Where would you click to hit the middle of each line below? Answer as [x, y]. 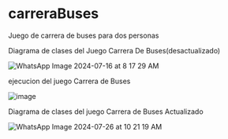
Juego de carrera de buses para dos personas [84, 35]
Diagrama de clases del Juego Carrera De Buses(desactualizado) [114, 50]
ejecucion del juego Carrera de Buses [69, 81]
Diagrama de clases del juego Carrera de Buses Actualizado [106, 112]
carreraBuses [54, 14]
